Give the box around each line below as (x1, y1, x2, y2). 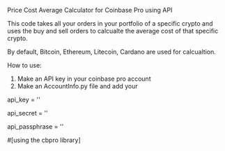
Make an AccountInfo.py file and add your (17, 82, 138, 90)
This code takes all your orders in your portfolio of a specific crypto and (7, 19, 214, 27)
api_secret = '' (7, 109, 49, 117)
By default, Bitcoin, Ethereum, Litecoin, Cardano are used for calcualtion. (7, 48, 216, 56)
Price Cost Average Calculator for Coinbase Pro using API (7, 6, 173, 14)
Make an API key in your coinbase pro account (17, 74, 151, 83)
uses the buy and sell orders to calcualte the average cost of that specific (7, 27, 219, 35)
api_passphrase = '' (7, 122, 64, 131)
